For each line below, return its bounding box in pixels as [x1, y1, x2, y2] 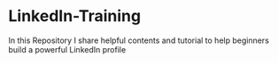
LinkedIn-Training [8, 6, 142, 26]
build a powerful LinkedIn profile [8, 44, 127, 54]
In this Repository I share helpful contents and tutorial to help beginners [8, 35, 269, 45]
